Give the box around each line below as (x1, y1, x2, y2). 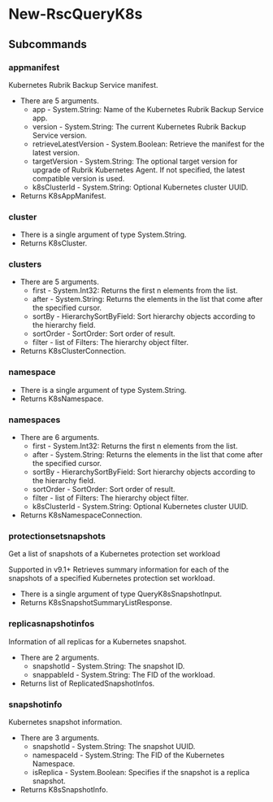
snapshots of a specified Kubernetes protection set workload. (8, 573, 215, 583)
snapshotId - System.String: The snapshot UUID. (32, 741, 196, 751)
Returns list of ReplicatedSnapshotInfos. (19, 678, 155, 688)
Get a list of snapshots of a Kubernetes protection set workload (8, 549, 221, 559)
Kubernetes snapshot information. (8, 717, 123, 726)
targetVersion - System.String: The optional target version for (32, 156, 238, 166)
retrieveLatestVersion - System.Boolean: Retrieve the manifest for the (32, 139, 265, 149)
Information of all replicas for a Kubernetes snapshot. (8, 636, 187, 647)
